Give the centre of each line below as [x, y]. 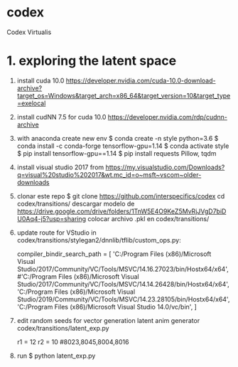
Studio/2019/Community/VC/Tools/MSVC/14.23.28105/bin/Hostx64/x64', [123, 299]
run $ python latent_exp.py [56, 356]
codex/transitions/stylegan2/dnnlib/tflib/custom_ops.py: [99, 240]
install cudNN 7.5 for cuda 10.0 [61, 117]
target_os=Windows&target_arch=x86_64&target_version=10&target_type [124, 95]
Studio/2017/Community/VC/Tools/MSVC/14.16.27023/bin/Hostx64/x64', [123, 269]
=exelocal [31, 103]
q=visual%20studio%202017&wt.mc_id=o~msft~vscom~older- [109, 174]
